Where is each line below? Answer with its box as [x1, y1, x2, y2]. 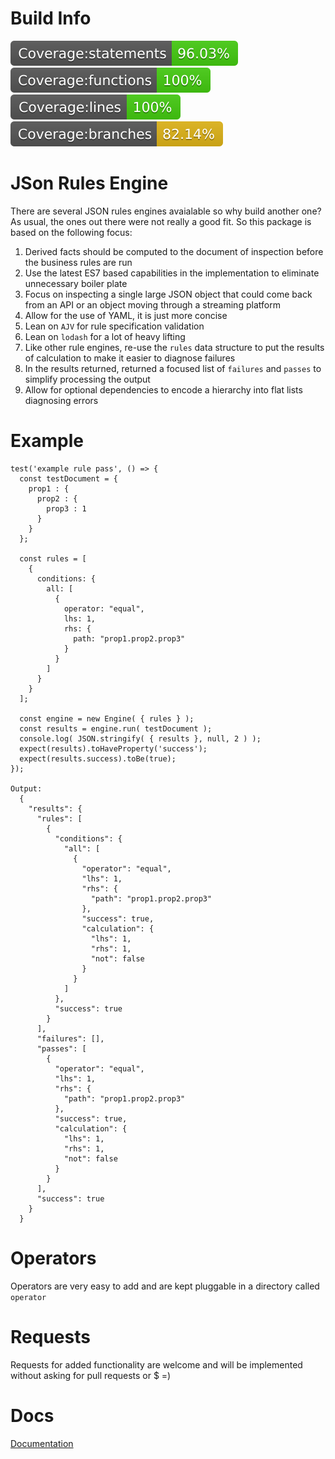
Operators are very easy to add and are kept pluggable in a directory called [10, 1280, 320, 1292]
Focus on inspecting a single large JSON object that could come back [24, 288, 313, 300]
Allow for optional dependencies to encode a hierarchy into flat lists [24, 383, 303, 396]
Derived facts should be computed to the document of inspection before [24, 245, 324, 257]
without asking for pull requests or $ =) [10, 1369, 172, 1381]
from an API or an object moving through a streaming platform [24, 298, 281, 311]
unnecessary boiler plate [24, 277, 128, 289]
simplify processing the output [24, 373, 151, 385]
